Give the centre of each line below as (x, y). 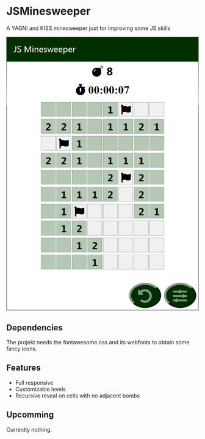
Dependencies (34, 328)
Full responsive (34, 382)
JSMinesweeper (49, 11)
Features (23, 368)
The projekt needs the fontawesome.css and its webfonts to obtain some (98, 342)
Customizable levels (40, 389)
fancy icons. (22, 349)
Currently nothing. (29, 429)
